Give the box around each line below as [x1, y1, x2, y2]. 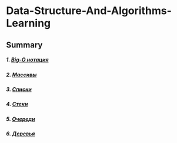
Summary [6, 40, 43, 50]
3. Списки [6, 86, 32, 93]
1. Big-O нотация [6, 56, 49, 63]
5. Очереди [6, 115, 35, 122]
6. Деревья [6, 130, 35, 137]
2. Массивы [6, 71, 37, 78]
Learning [6, 16, 51, 30]
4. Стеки [6, 101, 28, 108]
